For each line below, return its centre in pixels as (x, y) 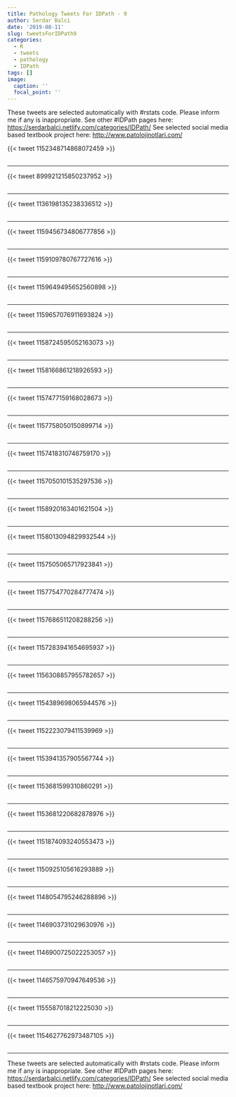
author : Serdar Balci (39, 20)
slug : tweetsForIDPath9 (42, 33)
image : (17, 79)
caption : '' (31, 86)
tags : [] (20, 73)
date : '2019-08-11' (36, 27)
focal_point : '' (37, 92)
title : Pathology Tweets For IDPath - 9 (67, 14)
